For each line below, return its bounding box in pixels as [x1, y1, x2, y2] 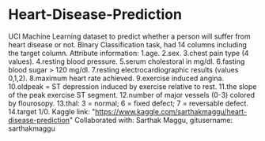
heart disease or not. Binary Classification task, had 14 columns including [8, 39, 247, 49]
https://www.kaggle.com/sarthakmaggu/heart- [94, 106, 248, 116]
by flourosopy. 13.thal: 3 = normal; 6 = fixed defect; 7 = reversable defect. [8, 98, 249, 108]
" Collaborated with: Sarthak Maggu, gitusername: [69, 115, 233, 124]
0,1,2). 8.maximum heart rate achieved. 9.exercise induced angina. [8, 73, 224, 83]
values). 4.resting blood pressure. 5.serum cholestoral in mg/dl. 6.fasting [8, 57, 245, 66]
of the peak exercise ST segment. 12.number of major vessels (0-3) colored [8, 90, 256, 99]
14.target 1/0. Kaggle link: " [8, 106, 96, 116]
